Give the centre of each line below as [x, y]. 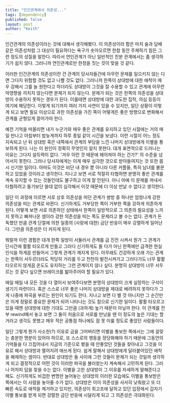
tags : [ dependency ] [26, 15]
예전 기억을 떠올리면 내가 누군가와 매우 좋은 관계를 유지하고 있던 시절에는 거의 [82, 129]
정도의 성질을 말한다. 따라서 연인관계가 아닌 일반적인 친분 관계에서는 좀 [80, 57]
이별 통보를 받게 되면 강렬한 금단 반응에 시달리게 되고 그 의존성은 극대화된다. [80, 395]
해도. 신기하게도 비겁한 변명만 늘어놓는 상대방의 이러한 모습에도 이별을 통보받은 [83, 376]
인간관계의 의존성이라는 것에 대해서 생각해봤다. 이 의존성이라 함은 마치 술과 [79, 44]
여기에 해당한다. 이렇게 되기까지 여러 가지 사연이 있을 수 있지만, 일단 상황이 [79, 106]
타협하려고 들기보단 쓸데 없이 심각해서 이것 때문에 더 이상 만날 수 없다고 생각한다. [85, 187]
